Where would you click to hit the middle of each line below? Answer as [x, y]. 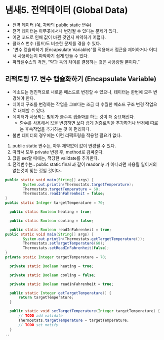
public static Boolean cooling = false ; [52, 221]
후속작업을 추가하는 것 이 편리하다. [58, 129]
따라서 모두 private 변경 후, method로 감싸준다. [58, 152]
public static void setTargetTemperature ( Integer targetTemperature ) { [85, 311]
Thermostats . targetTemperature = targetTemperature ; [74, 320]
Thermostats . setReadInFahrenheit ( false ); [66, 248]
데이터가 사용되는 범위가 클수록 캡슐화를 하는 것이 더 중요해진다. [73, 116]
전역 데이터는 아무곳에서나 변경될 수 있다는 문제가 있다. [65, 31]
